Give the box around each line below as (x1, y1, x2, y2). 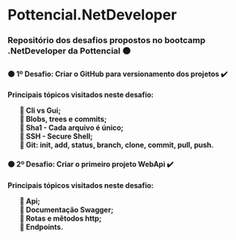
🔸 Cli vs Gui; (19, 105, 61, 115)
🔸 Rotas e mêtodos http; (19, 213, 102, 223)
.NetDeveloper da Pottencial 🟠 (7, 45, 131, 57)
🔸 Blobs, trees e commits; (19, 114, 107, 124)
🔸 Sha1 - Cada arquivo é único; (19, 123, 124, 133)
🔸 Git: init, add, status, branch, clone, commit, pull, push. (19, 140, 214, 150)
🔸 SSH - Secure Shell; (19, 131, 94, 141)
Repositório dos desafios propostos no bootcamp (7, 35, 206, 46)
